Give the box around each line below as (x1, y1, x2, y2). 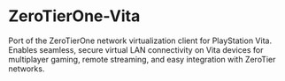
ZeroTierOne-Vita (8, 6, 141, 26)
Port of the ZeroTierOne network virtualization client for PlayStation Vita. (8, 35, 272, 46)
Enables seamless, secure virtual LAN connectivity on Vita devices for (8, 44, 264, 55)
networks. (8, 63, 45, 74)
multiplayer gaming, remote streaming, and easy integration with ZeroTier (8, 54, 276, 64)
